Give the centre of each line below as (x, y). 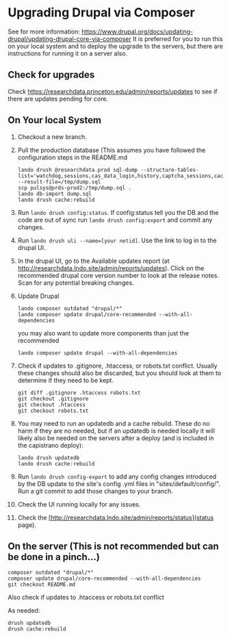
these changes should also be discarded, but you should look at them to (119, 373)
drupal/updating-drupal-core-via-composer (70, 38)
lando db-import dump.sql (54, 194)
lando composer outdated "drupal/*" (70, 308)
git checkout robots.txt (53, 411)
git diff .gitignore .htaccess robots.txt (79, 393)
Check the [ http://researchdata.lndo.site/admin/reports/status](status (116, 518)
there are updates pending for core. (58, 99)
